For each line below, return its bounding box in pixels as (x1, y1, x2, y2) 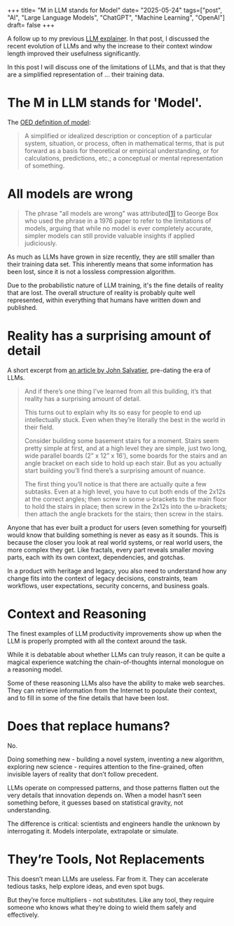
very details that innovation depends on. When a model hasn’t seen (7, 791, 202, 799)
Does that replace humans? (7, 718, 170, 734)
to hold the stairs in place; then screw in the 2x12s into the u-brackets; (24, 502, 228, 510)
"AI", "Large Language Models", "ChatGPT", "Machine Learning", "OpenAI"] (7, 13, 226, 22)
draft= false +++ (7, 21, 55, 29)
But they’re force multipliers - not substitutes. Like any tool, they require (7, 895, 214, 904)
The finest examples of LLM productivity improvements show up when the (7, 629, 222, 637)
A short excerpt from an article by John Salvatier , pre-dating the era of (7, 366, 211, 374)
